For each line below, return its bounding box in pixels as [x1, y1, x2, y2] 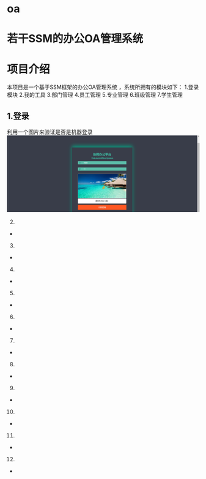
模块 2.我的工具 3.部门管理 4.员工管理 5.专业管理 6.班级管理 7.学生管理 [7, 91, 183, 99]
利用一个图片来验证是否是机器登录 [7, 128, 93, 136]
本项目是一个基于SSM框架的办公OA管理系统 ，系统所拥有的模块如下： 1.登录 [7, 83, 199, 91]
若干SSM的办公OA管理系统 [7, 32, 144, 46]
